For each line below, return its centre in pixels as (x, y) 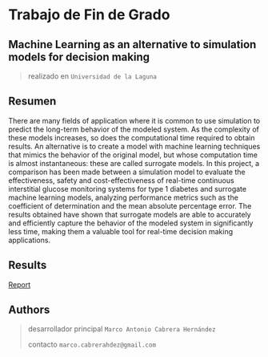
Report (20, 284)
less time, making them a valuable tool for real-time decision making (121, 231)
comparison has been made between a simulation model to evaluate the (127, 172)
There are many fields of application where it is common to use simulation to (134, 120)
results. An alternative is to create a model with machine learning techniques (134, 146)
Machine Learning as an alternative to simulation (132, 45)
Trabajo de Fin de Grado (89, 15)
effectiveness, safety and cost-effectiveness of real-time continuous (121, 180)
